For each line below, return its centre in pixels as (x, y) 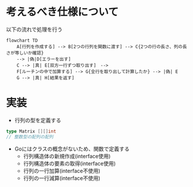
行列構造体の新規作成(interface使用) (67, 156)
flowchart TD (22, 40)
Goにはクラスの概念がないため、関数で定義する (72, 149)
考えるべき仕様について (62, 12)
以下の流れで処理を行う (34, 29)
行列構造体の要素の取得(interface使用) (70, 163)
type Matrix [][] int (31, 131)
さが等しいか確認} (25, 53)
